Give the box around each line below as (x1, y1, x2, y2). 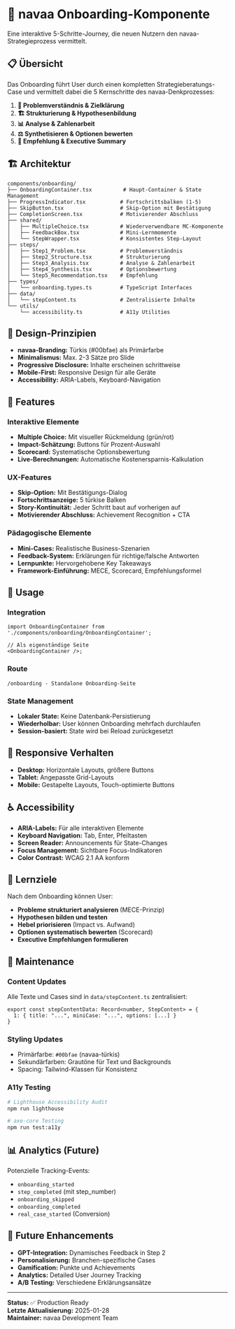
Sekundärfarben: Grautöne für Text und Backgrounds (17, 1058, 171, 1066)
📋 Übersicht (7, 58, 64, 70)
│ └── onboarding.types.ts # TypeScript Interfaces (7, 284, 192, 291)
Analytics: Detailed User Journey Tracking (17, 1270, 142, 1279)
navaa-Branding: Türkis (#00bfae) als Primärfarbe (17, 346, 164, 354)
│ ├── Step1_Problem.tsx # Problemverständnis (7, 247, 183, 254)
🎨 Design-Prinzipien (7, 327, 97, 339)
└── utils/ (7, 302, 39, 310)
